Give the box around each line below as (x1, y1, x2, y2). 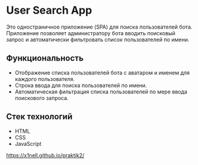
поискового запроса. (14, 94, 69, 101)
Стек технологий (6, 111, 73, 122)
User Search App (6, 4, 92, 17)
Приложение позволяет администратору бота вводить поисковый (6, 29, 176, 36)
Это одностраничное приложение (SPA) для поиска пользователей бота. (6, 23, 193, 30)
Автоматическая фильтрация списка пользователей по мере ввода (14, 88, 188, 95)
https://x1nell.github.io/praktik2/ (6, 151, 85, 158)
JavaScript (14, 140, 42, 147)
